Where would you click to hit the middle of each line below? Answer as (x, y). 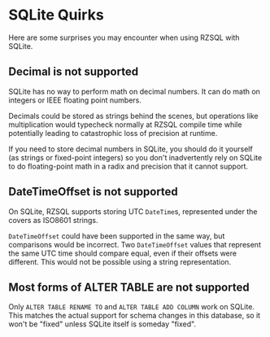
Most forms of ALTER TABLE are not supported (129, 287)
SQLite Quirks (56, 15)
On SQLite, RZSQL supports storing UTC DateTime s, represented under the (133, 211)
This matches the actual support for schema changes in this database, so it (135, 316)
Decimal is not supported (74, 72)
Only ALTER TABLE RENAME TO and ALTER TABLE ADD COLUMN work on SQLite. (131, 307)
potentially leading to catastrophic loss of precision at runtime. (113, 133)
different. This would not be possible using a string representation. (120, 261)
